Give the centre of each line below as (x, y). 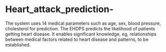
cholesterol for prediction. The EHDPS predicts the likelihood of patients (80, 28)
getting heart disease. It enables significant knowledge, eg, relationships (81, 34)
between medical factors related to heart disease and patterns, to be (77, 39)
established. (18, 44)
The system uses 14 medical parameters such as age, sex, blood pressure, (83, 23)
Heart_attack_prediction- (59, 9)
